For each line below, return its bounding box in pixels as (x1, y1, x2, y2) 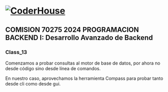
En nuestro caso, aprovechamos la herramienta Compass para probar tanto (5, 75, 163, 81)
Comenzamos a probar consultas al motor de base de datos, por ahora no (5, 60, 160, 66)
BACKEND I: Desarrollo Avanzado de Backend (5, 33, 153, 42)
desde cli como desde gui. (5, 80, 61, 86)
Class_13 (5, 48, 27, 55)
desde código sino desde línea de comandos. (5, 65, 101, 71)
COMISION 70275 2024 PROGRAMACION (5, 25, 139, 34)
